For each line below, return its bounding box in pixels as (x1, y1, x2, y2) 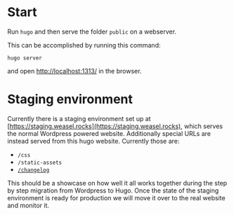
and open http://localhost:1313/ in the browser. (7, 67, 142, 75)
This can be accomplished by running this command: (7, 41, 161, 49)
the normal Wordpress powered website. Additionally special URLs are (7, 129, 212, 137)
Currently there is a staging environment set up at (7, 114, 151, 123)
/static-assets (17, 159, 63, 166)
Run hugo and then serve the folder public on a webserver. (7, 27, 177, 36)
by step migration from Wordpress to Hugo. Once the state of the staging (7, 186, 219, 195)
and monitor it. (7, 201, 50, 209)
